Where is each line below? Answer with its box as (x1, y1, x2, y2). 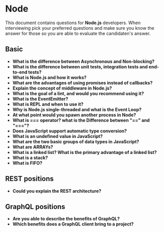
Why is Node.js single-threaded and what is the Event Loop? (12, 106, 142, 112)
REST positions (5, 175, 54, 183)
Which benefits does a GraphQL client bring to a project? (12, 221, 134, 227)
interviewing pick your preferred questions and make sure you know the (5, 25, 154, 31)
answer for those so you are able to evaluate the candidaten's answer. (5, 30, 151, 36)
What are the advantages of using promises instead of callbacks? (12, 80, 153, 86)
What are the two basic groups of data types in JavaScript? (12, 138, 139, 144)
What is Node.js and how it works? (12, 74, 87, 81)
